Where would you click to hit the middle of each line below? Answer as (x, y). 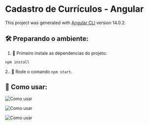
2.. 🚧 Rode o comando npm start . (39, 71)
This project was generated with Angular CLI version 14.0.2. (66, 23)
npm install (17, 62)
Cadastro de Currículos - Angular (74, 9)
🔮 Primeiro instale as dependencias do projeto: (60, 53)
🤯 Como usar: (26, 87)
